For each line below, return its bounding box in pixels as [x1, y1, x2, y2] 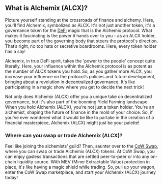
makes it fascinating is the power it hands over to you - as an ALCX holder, [5, 32, 156, 38]
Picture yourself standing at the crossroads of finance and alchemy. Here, [5, 17, 155, 23]
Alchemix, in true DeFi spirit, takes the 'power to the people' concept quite [5, 58, 156, 63]
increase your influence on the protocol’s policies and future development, [5, 73, 156, 79]
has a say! [5, 48, 26, 54]
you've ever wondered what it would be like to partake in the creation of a [5, 114, 154, 120]
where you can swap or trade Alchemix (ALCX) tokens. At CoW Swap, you [5, 149, 155, 154]
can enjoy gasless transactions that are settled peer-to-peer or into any [5, 154, 150, 159]
